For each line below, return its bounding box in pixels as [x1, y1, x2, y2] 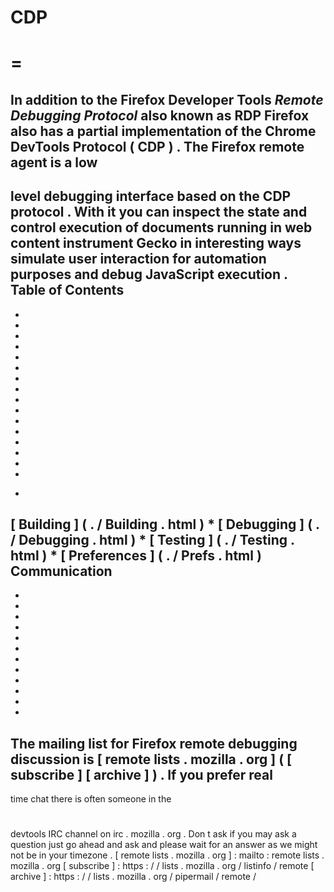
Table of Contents [10, 282, 125, 299]
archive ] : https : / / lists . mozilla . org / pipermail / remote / [10, 871, 257, 883]
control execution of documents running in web [10, 219, 313, 236]
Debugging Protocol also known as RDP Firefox [10, 107, 310, 124]
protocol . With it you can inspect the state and [10, 204, 308, 221]
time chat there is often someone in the [10, 793, 172, 805]
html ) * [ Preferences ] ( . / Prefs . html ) [10, 547, 262, 564]
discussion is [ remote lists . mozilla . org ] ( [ [10, 751, 292, 768]
